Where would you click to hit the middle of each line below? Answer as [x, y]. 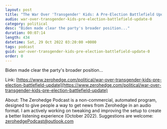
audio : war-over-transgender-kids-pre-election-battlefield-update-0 [79, 19]
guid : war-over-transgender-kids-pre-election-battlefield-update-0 [78, 51]
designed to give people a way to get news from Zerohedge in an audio [78, 106]
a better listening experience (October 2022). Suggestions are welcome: [79, 116]
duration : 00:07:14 [25, 33]
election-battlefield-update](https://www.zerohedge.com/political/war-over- [83, 85]
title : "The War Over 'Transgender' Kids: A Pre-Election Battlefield [80, 14]
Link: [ [12, 80]
